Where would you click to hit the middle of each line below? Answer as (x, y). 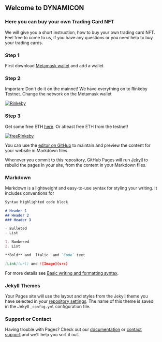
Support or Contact (28, 319)
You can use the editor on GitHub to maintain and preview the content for (78, 145)
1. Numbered (17, 242)
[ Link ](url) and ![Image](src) (37, 264)
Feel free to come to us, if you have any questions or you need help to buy (79, 37)
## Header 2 (17, 215)
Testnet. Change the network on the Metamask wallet (59, 94)
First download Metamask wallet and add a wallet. (55, 65)
